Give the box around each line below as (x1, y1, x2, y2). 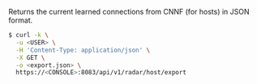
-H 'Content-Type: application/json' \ (15, 46, 151, 54)
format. (8, 15, 33, 25)
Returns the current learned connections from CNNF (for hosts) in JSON (8, 7, 250, 16)
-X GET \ (15, 53, 45, 61)
